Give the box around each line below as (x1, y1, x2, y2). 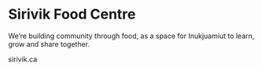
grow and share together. (8, 39, 90, 48)
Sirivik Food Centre (8, 5, 136, 23)
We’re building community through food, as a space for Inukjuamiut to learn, (8, 31, 255, 40)
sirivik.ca (8, 54, 38, 64)
